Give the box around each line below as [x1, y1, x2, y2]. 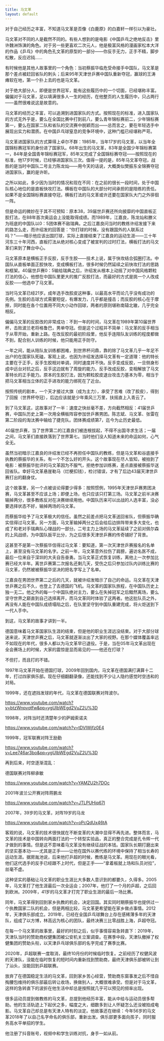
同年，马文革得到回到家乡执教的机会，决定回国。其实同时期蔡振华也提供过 [5, 899, 155, 905]
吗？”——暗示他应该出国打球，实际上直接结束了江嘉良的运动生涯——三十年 [5, 232, 157, 238]
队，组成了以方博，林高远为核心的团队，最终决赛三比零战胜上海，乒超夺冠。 [5, 917, 159, 923]
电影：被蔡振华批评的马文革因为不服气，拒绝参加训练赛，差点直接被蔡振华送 [5, 462, 159, 468]
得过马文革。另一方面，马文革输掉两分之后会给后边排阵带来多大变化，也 [13, 520, 159, 525]
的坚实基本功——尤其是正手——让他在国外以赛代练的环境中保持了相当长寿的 [5, 848, 159, 854]
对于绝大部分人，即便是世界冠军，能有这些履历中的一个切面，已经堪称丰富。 [5, 87, 159, 93]
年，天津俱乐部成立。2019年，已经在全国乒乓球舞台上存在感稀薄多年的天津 [5, 911, 156, 917]
